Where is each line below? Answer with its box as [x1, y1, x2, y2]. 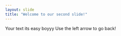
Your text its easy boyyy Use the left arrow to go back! [5, 25, 117, 31]
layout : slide [5, 7, 35, 12]
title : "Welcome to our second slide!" [5, 12, 88, 17]
